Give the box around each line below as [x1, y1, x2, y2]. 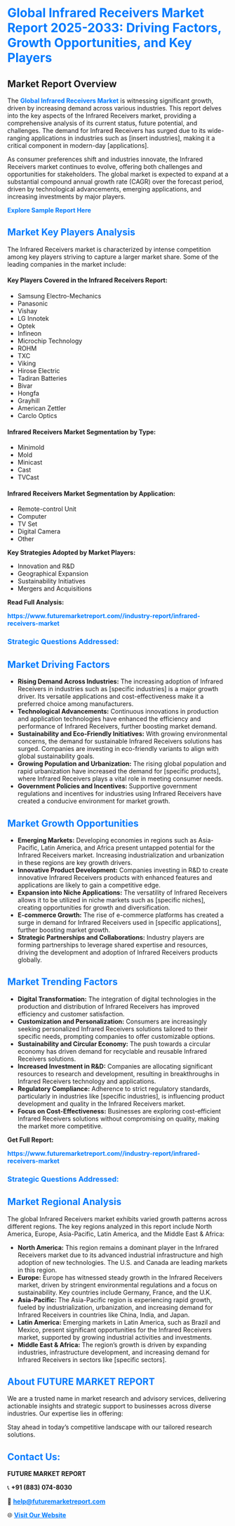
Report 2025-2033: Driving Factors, [7, 20, 222, 36]
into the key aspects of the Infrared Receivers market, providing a [7, 111, 196, 120]
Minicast [17, 458, 43, 467]
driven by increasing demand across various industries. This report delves [7, 104, 222, 112]
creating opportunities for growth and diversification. [17, 903, 170, 912]
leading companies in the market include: [7, 260, 127, 268]
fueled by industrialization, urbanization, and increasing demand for [17, 1303, 214, 1311]
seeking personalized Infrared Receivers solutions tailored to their [17, 1024, 208, 1033]
